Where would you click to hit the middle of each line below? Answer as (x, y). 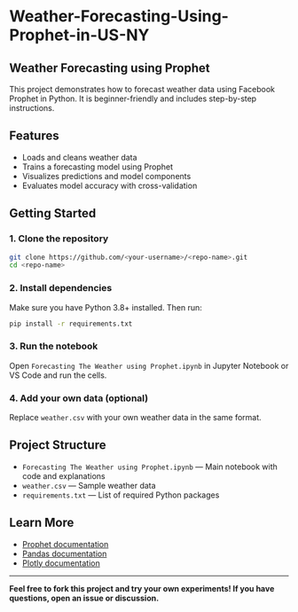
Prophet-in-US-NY (79, 35)
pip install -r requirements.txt (71, 324)
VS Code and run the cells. (58, 375)
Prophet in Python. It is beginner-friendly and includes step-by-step (133, 98)
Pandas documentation (64, 553)
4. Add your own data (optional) (79, 398)
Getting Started (53, 213)
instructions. (32, 108)
